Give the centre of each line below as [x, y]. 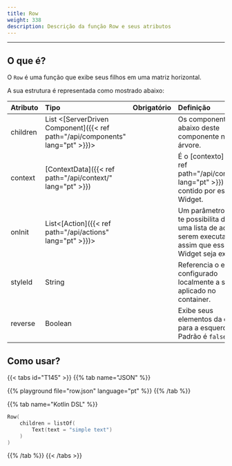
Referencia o [199, 265]
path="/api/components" [85, 136]
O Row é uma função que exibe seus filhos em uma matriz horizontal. [104, 77]
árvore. [190, 145]
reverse [23, 323]
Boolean [58, 323]
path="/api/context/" [78, 178]
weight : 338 [24, 20]
